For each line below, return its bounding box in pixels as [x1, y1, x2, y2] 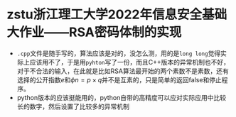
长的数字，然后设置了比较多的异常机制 [16, 102, 129, 111]
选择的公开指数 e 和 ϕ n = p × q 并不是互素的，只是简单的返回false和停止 [16, 75, 222, 84]
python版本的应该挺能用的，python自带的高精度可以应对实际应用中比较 [16, 93, 227, 101]
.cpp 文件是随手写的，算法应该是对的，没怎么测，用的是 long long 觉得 [16, 49, 221, 57]
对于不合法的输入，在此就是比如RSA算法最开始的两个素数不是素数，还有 [16, 67, 229, 75]
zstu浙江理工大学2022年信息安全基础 [6, 6, 227, 23]
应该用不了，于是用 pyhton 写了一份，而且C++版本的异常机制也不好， [29, 57, 230, 66]
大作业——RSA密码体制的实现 [6, 24, 182, 40]
